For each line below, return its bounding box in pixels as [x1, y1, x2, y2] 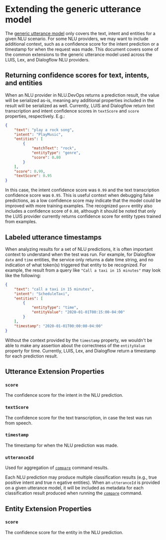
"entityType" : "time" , [31, 305, 79, 310]
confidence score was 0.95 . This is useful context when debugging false [5, 192, 154, 198]
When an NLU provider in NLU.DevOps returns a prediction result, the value [5, 92, 160, 98]
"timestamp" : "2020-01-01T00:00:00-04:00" [14, 323, 103, 328]
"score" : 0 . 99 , [14, 169, 46, 174]
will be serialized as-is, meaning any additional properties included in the [5, 97, 154, 103]
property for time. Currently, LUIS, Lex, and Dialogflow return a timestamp [5, 348, 156, 354]
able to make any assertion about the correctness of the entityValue [5, 342, 145, 348]
